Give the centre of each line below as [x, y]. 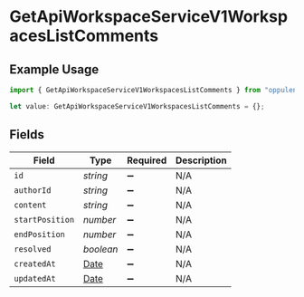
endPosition [40, 234]
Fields [27, 134]
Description [201, 160]
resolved [33, 249]
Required [147, 160]
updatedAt [35, 278]
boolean [100, 249]
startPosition [44, 220]
